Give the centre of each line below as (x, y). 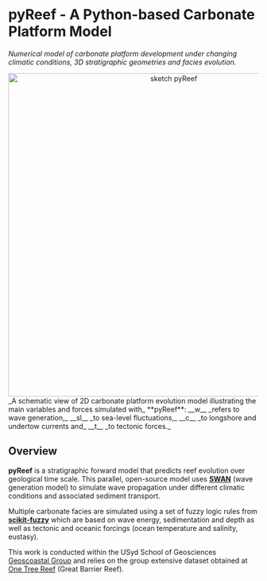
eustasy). (23, 536)
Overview (33, 451)
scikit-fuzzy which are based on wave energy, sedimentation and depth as (132, 520)
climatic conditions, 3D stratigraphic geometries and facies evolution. (122, 62)
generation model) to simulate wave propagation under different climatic (126, 487)
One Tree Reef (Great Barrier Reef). (66, 569)
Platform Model (60, 31)
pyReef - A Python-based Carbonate (132, 15)
